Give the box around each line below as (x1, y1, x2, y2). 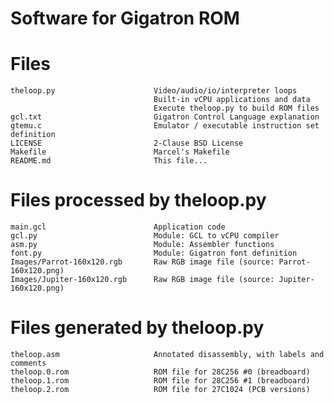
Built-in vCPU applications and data (153, 95, 311, 105)
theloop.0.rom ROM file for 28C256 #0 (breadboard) (10, 367, 311, 377)
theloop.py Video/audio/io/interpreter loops (10, 86, 298, 96)
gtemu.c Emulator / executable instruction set (10, 121, 320, 131)
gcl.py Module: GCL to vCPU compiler (10, 231, 280, 241)
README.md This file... (10, 156, 208, 166)
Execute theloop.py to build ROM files (153, 103, 320, 114)
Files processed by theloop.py (10, 189, 267, 212)
